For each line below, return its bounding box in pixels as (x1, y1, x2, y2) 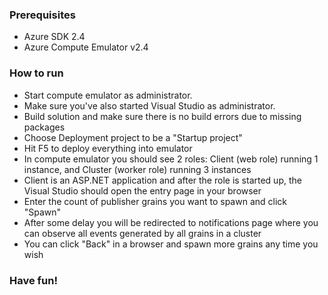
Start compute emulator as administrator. (23, 89, 193, 101)
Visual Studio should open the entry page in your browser (23, 184, 262, 197)
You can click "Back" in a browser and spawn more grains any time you (23, 238, 319, 250)
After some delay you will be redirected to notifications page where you (23, 216, 319, 228)
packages (23, 121, 66, 133)
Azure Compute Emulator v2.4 (23, 41, 149, 53)
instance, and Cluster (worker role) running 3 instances (23, 163, 252, 175)
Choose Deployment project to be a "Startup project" (23, 131, 243, 143)
